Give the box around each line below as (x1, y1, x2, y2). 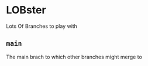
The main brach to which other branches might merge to (6, 53, 142, 60)
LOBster (6, 3, 46, 17)
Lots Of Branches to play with (6, 23, 78, 30)
